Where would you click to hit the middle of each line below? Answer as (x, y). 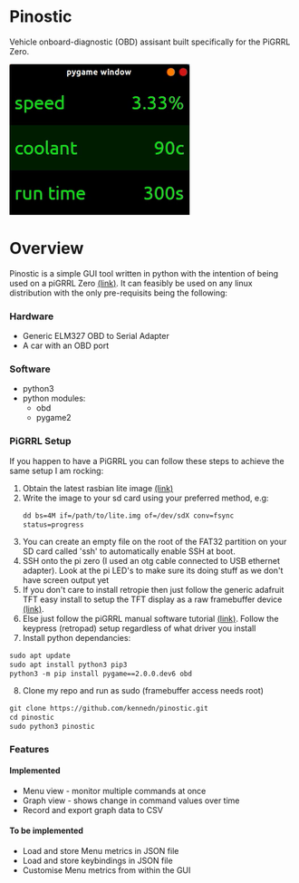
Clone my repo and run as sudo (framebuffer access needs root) (143, 690)
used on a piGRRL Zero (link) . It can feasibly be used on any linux (131, 283)
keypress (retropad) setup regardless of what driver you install (139, 628)
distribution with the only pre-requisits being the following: (119, 293)
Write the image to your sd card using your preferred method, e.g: (145, 498)
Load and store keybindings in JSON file (98, 861)
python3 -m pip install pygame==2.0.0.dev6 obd (101, 674)
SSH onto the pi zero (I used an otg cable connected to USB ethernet (151, 560)
